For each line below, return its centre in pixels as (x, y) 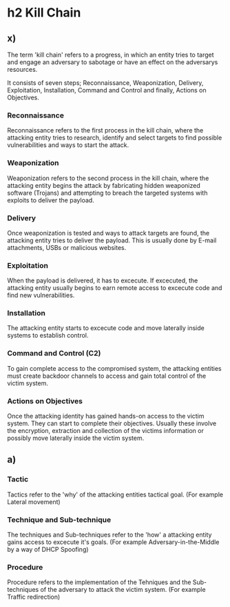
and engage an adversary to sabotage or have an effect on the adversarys (113, 62)
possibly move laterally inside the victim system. (76, 438)
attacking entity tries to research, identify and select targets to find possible (115, 138)
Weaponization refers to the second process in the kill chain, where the (108, 178)
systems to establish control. (48, 336)
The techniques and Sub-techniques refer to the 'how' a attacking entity (109, 535)
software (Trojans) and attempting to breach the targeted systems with (107, 193)
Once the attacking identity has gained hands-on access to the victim (106, 416)
